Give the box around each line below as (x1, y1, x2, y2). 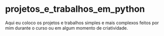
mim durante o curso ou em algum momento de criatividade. (5, 25, 128, 31)
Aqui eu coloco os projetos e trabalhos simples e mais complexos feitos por (5, 20, 159, 26)
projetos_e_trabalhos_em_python (5, 3, 145, 15)
